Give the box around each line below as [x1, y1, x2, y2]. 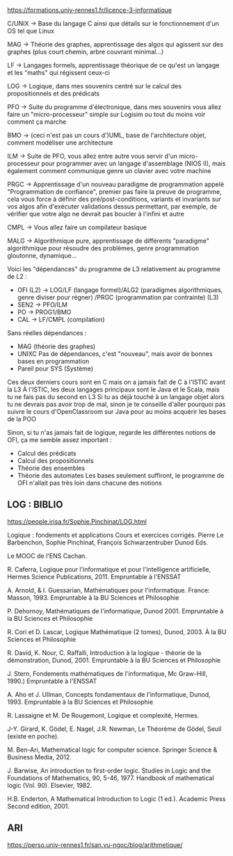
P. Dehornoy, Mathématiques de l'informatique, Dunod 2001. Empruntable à [7, 606, 224, 615]
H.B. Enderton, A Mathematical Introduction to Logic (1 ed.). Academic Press [7, 794, 226, 802]
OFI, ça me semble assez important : [7, 436, 113, 444]
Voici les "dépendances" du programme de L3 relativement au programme [7, 265, 220, 273]
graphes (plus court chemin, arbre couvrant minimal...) [7, 48, 164, 56]
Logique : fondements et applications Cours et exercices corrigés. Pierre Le [7, 531, 224, 539]
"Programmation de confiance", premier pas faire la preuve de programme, [7, 188, 223, 195]
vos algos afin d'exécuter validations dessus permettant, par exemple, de [7, 202, 218, 211]
